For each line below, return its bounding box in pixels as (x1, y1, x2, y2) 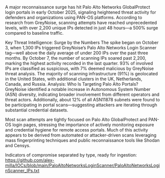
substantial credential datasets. (5, 107, 69, 113)
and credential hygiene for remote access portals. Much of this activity (5, 127, 148, 133)
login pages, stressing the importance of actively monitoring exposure (12, 122, 154, 128)
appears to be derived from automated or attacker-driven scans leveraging (5, 132, 157, 138)
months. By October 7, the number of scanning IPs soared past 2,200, (5, 55, 146, 61)
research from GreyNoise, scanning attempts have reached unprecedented (5, 20, 157, 25)
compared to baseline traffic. (5, 30, 64, 36)
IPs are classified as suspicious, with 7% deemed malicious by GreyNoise (5, 66, 154, 71)
